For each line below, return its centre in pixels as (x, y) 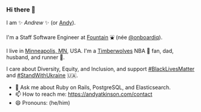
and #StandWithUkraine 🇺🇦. (42, 75)
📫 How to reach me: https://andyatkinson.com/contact (84, 94)
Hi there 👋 (21, 10)
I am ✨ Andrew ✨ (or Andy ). (41, 23)
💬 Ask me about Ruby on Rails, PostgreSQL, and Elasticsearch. (93, 87)
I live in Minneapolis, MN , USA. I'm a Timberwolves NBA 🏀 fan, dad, (90, 51)
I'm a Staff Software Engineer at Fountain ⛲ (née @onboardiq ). (85, 37)
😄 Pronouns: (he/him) (43, 103)
